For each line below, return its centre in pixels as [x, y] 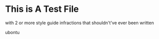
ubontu [12, 32]
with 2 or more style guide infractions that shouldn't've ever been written [80, 23]
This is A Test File [42, 9]
